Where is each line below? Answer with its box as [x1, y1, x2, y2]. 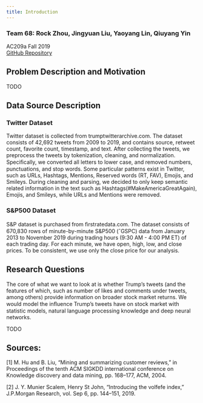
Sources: [6, 342, 41, 353]
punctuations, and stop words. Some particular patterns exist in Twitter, [6, 165, 185, 173]
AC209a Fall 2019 [6, 42, 50, 50]
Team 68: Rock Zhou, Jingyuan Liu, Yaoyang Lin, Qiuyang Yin [6, 29, 191, 37]
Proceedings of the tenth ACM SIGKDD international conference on [6, 365, 174, 373]
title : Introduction [6, 8, 59, 15]
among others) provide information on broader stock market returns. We [6, 293, 187, 300]
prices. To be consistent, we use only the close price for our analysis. [6, 246, 180, 254]
